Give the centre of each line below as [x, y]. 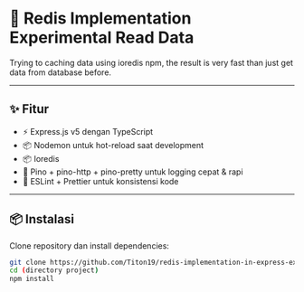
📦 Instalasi [42, 219]
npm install [32, 279]
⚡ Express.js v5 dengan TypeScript [88, 131]
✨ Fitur [29, 109]
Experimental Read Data [102, 38]
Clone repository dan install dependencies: [90, 245]
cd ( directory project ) [54, 270]
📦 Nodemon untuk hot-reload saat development [113, 145]
